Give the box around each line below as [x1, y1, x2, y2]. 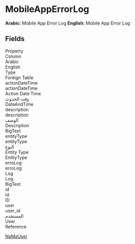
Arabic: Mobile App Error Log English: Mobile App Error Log [5, 20, 130, 26]
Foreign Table [5, 74, 34, 81]
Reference [5, 223, 27, 229]
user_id [5, 207, 21, 213]
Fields [5, 35, 25, 43]
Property [5, 48, 24, 54]
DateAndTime [5, 101, 34, 107]
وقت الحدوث [5, 96, 29, 102]
